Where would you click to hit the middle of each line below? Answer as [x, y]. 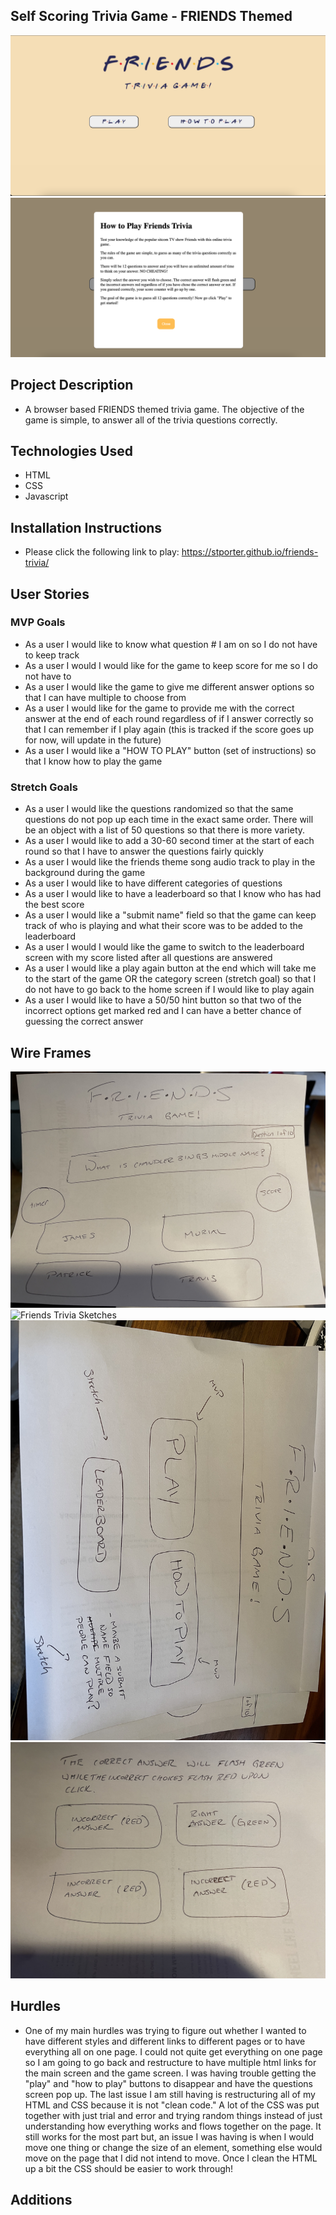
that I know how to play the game [93, 761]
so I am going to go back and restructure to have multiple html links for [170, 2062]
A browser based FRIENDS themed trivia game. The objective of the [164, 409]
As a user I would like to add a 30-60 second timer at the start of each [169, 841]
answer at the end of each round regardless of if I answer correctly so [169, 718]
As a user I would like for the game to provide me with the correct [159, 708]
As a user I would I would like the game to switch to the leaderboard [164, 947]
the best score [54, 905]
